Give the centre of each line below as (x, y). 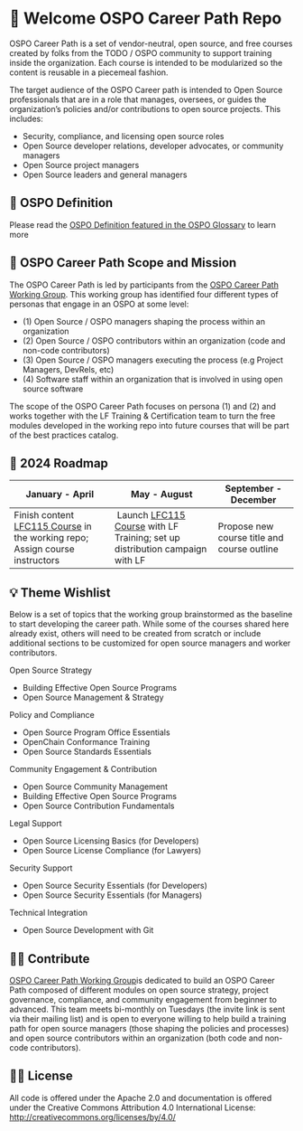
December (253, 500)
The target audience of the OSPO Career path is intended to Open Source (146, 90)
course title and (251, 538)
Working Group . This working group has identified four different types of (144, 294)
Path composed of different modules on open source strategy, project (139, 990)
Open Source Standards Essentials (87, 752)
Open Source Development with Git (88, 930)
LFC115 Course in (53, 526)
